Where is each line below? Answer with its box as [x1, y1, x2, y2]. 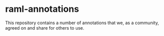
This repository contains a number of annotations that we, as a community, [5, 20, 160, 26]
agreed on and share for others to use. [5, 25, 85, 31]
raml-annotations [5, 3, 79, 15]
